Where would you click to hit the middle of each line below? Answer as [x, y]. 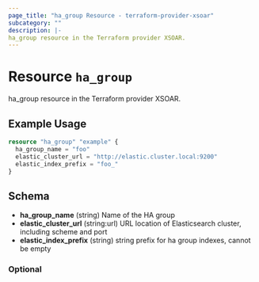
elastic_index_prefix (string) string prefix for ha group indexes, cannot [135, 240]
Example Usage [48, 124]
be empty [35, 249]
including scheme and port [63, 232]
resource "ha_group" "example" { [63, 142]
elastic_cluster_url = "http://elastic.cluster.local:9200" [116, 156]
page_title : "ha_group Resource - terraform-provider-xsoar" [111, 15]
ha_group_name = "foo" [53, 149]
